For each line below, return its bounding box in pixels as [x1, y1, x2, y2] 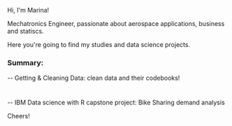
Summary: [7, 57, 44, 67]
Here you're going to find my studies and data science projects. [7, 41, 191, 48]
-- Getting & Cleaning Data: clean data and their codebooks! [7, 73, 180, 83]
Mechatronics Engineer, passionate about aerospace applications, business [7, 20, 225, 27]
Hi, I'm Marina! [7, 6, 50, 14]
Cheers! [7, 112, 30, 120]
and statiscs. [7, 27, 44, 35]
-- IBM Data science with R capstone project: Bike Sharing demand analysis [7, 98, 225, 107]
